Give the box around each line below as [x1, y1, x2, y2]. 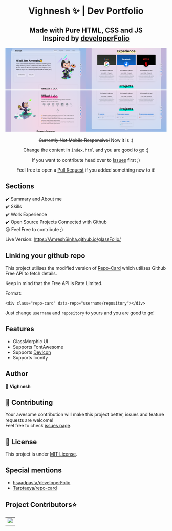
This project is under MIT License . [5, 451, 78, 457]
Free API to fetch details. [5, 270, 57, 276]
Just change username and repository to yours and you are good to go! [5, 310, 155, 316]
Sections [5, 182, 34, 191]
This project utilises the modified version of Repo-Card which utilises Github [5, 265, 166, 271]
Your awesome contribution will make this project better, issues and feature [5, 411, 164, 418]
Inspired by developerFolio [42, 34, 130, 43]
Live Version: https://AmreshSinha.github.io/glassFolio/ [5, 236, 121, 242]
